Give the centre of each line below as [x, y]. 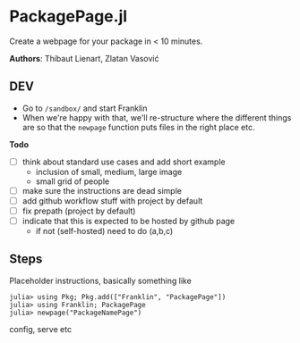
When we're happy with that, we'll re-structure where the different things [157, 117]
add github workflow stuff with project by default [112, 201]
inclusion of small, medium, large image [109, 171]
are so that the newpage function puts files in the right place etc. [138, 127]
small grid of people [73, 181]
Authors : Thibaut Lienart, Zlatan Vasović [84, 58]
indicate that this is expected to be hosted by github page [129, 221]
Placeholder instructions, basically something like [101, 280]
